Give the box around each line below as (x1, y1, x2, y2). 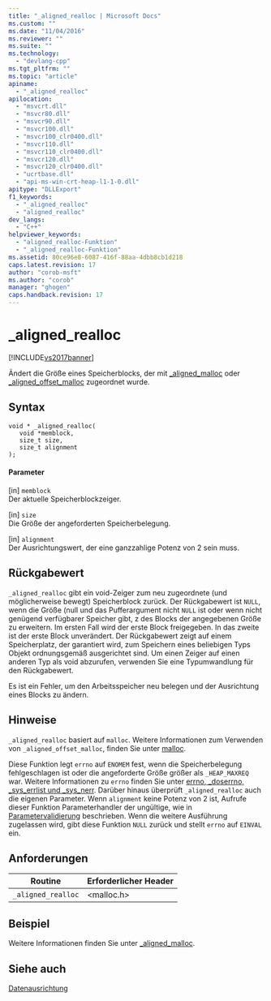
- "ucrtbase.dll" (15, 170, 75, 178)
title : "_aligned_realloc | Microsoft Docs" (8, 11, 161, 20)
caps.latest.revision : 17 (8, 260, 96, 269)
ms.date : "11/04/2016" (8, 27, 85, 35)
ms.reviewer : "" (8, 34, 63, 43)
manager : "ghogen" (8, 283, 71, 292)
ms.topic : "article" (8, 72, 79, 80)
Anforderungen (8, 851, 88, 865)
